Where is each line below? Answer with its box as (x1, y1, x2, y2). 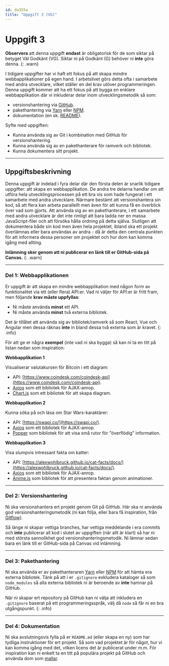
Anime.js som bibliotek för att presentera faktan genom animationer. (12, 475, 153, 481)
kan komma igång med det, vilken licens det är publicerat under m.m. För (5, 645, 157, 651)
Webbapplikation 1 (5, 354, 45, 360)
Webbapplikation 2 (5, 399, 46, 405)
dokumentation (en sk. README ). (12, 113, 82, 119)
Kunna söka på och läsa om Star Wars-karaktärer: (5, 409, 109, 415)
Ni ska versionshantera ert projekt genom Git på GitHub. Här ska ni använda (5, 504, 162, 510)
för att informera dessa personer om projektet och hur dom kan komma (5, 234, 153, 240)
